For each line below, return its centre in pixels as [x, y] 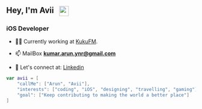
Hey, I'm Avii [30, 10]
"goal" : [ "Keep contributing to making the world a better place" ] [103, 95]
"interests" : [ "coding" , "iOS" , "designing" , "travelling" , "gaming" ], [109, 90]
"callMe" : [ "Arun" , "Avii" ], [54, 84]
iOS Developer [28, 29]
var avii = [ [23, 78]
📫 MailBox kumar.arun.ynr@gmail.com [65, 53]
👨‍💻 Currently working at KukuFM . [56, 41]
